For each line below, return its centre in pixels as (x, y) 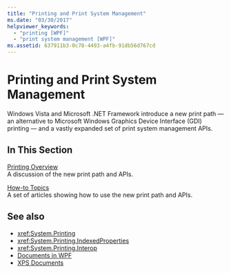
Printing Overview (33, 167)
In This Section (40, 150)
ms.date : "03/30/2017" (40, 20)
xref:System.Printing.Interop (57, 248)
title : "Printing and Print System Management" (77, 13)
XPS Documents (40, 263)
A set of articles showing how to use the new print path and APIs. (100, 195)
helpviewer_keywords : (38, 26)
